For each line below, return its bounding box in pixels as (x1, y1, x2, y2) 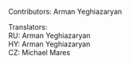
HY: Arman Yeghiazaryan (8, 39, 91, 49)
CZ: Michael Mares (8, 48, 70, 57)
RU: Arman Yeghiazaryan (8, 31, 91, 40)
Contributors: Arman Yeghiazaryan (8, 7, 122, 16)
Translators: (8, 22, 48, 31)
